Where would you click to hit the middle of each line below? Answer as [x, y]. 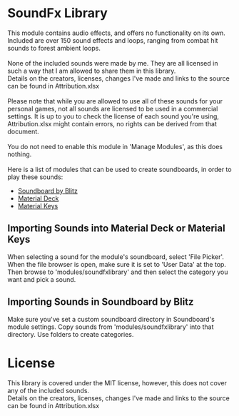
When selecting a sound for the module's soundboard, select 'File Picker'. [116, 257]
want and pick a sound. [42, 279]
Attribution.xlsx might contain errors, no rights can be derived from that [112, 123]
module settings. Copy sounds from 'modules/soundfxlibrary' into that [111, 327]
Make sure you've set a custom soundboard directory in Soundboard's [111, 319]
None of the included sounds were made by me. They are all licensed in [113, 63]
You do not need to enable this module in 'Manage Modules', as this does [115, 146]
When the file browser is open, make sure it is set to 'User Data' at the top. [117, 264]
